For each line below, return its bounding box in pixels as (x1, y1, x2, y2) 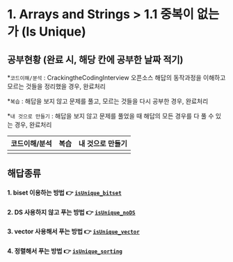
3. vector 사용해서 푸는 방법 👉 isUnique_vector (7, 227, 140, 236)
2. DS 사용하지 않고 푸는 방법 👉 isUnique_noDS (7, 208, 136, 216)
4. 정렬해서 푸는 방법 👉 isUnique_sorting (7, 247, 123, 255)
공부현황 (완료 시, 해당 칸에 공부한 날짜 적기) (7, 54, 184, 65)
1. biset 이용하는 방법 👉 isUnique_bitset (7, 188, 122, 196)
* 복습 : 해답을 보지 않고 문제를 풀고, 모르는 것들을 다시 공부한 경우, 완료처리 (7, 97, 209, 105)
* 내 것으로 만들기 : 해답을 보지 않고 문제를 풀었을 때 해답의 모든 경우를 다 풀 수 (7, 112, 214, 120)
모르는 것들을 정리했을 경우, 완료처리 (7, 82, 106, 91)
